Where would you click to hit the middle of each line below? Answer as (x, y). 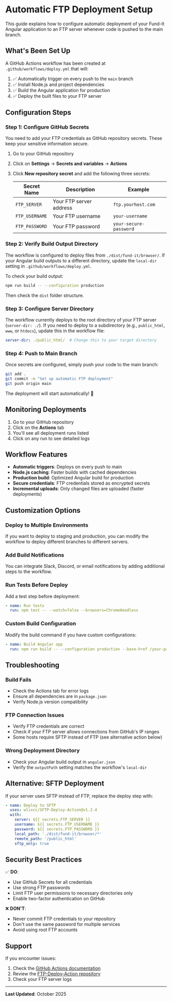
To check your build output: (34, 276)
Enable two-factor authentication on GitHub (59, 899)
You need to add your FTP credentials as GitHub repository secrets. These (84, 138)
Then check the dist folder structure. (45, 295)
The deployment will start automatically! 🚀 (49, 393)
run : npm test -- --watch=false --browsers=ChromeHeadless (74, 611)
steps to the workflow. (29, 571)
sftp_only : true (32, 844)
